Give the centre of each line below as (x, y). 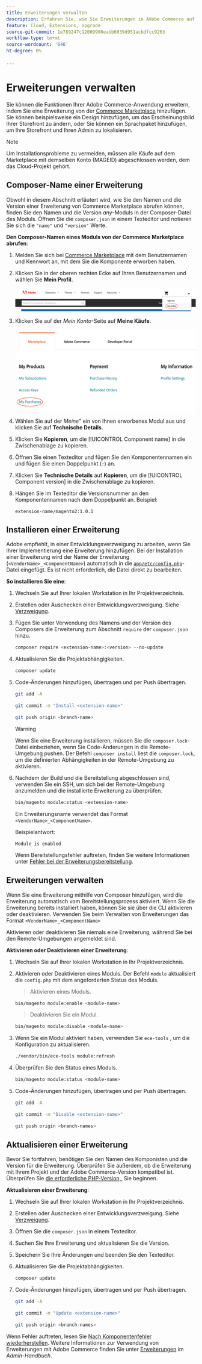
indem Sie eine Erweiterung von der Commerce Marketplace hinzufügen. (96, 111)
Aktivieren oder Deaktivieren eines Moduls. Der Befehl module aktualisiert (105, 973)
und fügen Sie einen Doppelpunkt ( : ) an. (65, 463)
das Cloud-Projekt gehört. (38, 166)
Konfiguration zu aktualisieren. (53, 1044)
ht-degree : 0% (24, 51)
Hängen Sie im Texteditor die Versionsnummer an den (82, 493)
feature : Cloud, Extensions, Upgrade (54, 25)
